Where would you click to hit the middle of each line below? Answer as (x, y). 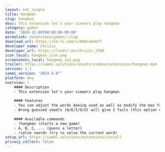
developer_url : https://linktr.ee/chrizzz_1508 (55, 51)
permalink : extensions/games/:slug (41, 37)
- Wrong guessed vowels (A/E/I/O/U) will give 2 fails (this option (85, 110)
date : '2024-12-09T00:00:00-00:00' (41, 32)
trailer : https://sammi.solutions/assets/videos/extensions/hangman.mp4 (81, 64)
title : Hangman (21, 14)
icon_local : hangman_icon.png (36, 55)
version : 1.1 (18, 69)
